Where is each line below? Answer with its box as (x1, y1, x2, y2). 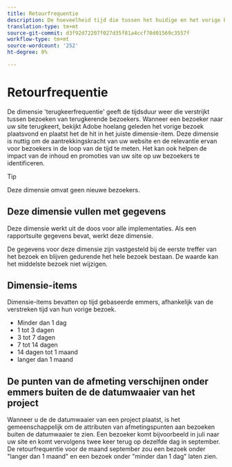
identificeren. (7, 158, 45, 167)
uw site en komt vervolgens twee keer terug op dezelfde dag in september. (7, 437, 221, 446)
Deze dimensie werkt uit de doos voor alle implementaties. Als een (7, 224, 197, 232)
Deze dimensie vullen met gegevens (7, 205, 166, 218)
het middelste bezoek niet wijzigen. (7, 259, 108, 268)
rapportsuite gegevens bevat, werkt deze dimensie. (7, 231, 154, 239)
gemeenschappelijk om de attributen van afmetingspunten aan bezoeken (7, 423, 215, 431)
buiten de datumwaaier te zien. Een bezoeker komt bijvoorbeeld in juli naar (7, 430, 220, 439)
